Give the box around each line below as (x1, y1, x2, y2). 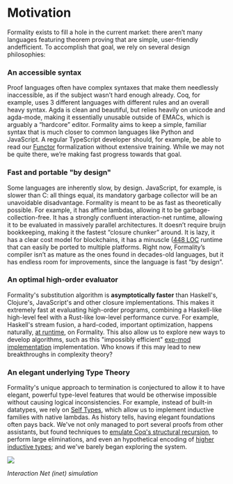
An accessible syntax (7, 68, 82, 77)
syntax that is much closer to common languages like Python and (7, 128, 194, 137)
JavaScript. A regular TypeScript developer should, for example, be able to (7, 135, 221, 144)
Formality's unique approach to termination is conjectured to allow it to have (7, 384, 225, 392)
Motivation (7, 5, 72, 21)
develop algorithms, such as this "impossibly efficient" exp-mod (7, 335, 191, 343)
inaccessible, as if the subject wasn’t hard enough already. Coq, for (7, 91, 200, 99)
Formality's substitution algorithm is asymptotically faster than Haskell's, (7, 291, 218, 299)
